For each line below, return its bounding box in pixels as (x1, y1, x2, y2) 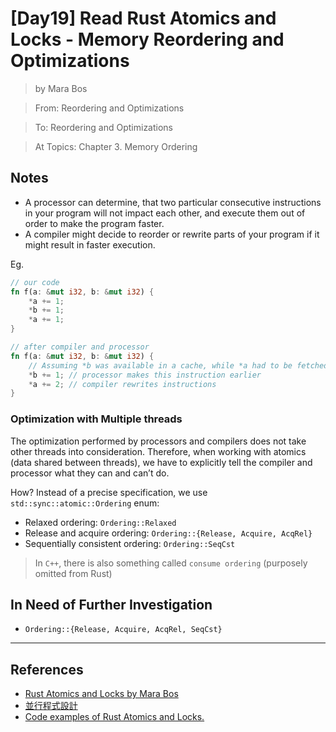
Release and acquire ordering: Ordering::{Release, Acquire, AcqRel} (24, 527, 313, 539)
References (10, 661, 84, 678)
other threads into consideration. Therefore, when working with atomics (10, 445, 307, 457)
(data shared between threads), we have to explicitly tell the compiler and (10, 456, 313, 468)
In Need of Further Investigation (10, 596, 213, 613)
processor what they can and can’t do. (10, 467, 170, 479)
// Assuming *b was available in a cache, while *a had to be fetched (28, 360, 329, 371)
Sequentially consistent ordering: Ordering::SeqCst (24, 537, 236, 549)
